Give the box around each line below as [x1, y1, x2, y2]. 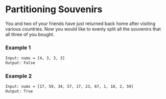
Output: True [5, 89, 33, 94]
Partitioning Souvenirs [5, 4, 103, 15]
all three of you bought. [5, 31, 55, 37]
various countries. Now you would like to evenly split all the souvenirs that [5, 26, 161, 32]
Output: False [5, 60, 36, 66]
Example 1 [5, 44, 31, 51]
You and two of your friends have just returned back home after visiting [5, 20, 156, 27]
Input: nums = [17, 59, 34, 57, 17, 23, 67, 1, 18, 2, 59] [5, 84, 134, 89]
